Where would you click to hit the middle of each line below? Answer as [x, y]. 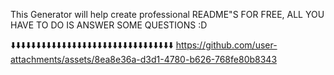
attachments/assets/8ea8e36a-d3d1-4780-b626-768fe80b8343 [144, 59]
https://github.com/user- [226, 45]
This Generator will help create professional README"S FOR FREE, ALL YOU [167, 14]
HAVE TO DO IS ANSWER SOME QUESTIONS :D [109, 25]
